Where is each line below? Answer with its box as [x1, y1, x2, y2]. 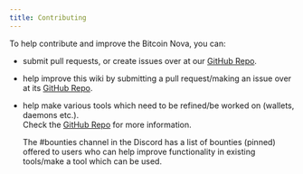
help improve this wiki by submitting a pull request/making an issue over [22, 73, 292, 84]
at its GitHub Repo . [22, 82, 93, 93]
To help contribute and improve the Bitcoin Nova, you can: [9, 38, 226, 49]
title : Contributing [9, 13, 88, 23]
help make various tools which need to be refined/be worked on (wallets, [22, 100, 295, 111]
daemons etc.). [22, 109, 80, 120]
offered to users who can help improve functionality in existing [22, 146, 256, 157]
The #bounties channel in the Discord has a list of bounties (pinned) [22, 136, 276, 147]
